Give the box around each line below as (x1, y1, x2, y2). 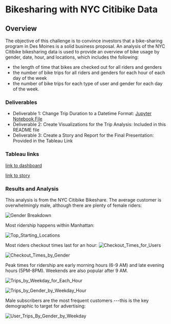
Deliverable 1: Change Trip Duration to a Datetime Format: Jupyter (12, 111, 152, 117)
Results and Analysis (5, 185, 59, 192)
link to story (5, 172, 31, 178)
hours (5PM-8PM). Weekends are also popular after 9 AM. (5, 267, 129, 274)
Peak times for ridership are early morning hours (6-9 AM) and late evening (5, 262, 164, 268)
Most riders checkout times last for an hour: (5, 242, 98, 248)
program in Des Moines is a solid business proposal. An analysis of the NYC (5, 43, 165, 49)
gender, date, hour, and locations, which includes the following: (5, 54, 139, 60)
